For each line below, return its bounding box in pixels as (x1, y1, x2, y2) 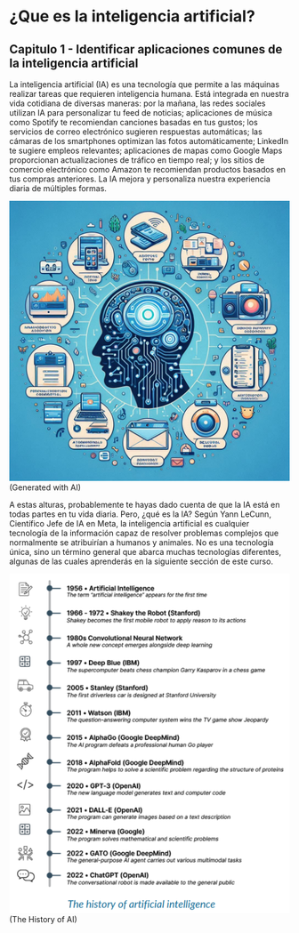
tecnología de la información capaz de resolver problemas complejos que (9, 527, 279, 538)
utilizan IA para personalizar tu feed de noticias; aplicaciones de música (9, 108, 273, 117)
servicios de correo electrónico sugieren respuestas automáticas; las (9, 126, 263, 137)
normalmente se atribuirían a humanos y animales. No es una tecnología (9, 537, 274, 548)
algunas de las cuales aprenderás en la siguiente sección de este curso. (9, 556, 274, 567)
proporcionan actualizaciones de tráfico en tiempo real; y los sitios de (9, 155, 265, 165)
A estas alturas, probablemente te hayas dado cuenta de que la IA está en (9, 500, 280, 510)
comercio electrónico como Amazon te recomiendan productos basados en (9, 165, 287, 174)
